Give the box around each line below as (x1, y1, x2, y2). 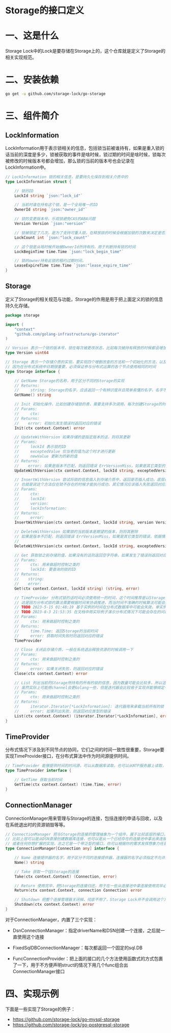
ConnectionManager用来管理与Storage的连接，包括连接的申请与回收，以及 (5, 815, 163, 821)
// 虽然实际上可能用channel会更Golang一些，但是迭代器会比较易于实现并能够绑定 (14, 685, 164, 690)
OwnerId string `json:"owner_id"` (14, 207, 88, 212)
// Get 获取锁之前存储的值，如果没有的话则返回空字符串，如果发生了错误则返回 (14, 553, 159, 558)
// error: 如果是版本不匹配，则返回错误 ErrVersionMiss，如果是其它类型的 (14, 463, 165, 468)
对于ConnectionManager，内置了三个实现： (5, 916, 98, 923)
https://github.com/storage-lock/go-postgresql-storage (12, 1021, 130, 1028)
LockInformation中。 (5, 164, 49, 170)
